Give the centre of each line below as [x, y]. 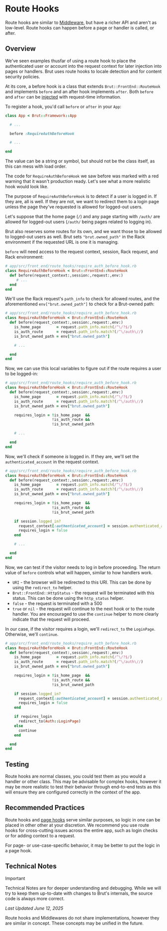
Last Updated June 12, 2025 [34, 908]
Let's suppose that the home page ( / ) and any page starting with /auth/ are [83, 217]
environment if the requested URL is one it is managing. [62, 242]
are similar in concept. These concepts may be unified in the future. [75, 923]
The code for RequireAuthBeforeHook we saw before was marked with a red [82, 176]
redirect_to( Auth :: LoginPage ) [49, 721]
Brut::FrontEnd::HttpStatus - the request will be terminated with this [83, 593]
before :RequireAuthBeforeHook [42, 133]
